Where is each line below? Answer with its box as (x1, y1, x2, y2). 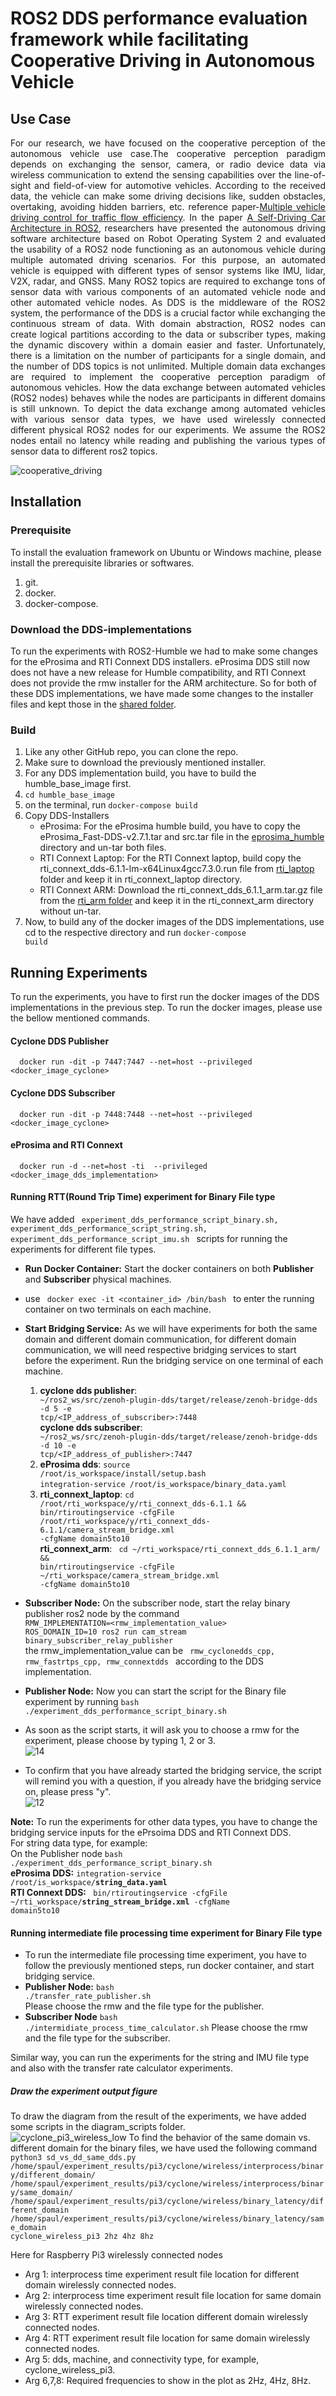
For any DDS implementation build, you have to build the (24, 767, 257, 779)
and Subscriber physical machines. (24, 1273, 172, 1285)
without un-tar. (39, 905, 102, 917)
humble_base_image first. (24, 778, 132, 790)
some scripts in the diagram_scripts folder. (10, 2121, 186, 2133)
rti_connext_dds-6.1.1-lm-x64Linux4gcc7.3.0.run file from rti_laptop (39, 863, 315, 875)
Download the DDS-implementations (10, 622, 192, 636)
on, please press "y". (24, 1785, 112, 1797)
